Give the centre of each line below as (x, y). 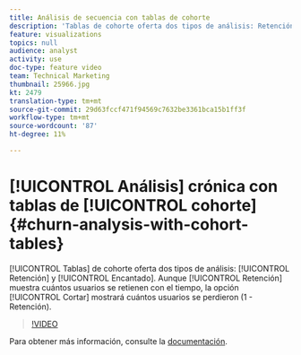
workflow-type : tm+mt (50, 117)
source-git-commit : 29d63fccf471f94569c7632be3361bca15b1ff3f (128, 109)
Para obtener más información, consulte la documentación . (119, 341)
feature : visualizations (56, 34)
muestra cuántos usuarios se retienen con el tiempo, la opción (124, 287)
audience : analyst (43, 51)
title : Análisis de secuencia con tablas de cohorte (110, 17)
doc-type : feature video (56, 68)
